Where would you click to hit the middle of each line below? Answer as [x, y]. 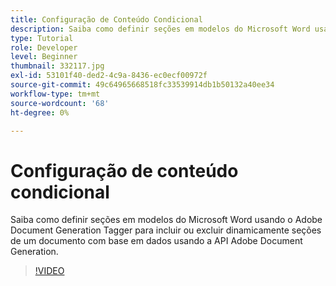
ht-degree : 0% [40, 112]
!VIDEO [49, 271]
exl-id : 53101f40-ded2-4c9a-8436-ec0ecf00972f [109, 76]
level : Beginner [44, 57]
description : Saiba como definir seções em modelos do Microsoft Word [160, 29]
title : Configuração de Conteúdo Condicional [106, 19]
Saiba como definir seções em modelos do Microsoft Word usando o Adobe [166, 220]
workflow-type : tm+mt [55, 94]
